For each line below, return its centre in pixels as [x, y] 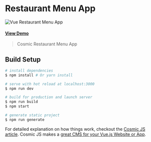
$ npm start [17, 106]
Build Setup [23, 59]
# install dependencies [29, 71]
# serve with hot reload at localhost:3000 [50, 84]
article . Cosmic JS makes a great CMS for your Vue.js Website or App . [75, 134]
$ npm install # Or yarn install [39, 75]
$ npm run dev [19, 88]
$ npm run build [21, 102]
